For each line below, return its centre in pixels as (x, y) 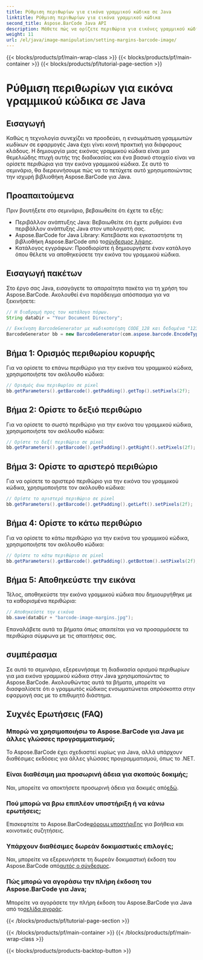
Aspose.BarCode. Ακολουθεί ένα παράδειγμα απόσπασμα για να (88, 294)
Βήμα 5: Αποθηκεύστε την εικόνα (71, 580)
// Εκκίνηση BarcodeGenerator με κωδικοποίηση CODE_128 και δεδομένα (96, 329)
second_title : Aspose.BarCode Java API (56, 23)
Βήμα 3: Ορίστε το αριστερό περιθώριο (82, 467)
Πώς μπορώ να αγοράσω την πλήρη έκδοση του (79, 882)
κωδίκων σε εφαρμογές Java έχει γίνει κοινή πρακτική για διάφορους (94, 144)
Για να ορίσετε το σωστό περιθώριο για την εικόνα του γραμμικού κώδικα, (99, 425)
